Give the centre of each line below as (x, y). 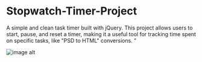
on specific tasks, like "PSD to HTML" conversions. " (71, 40)
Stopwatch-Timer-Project (72, 11)
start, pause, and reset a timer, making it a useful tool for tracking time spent (101, 34)
